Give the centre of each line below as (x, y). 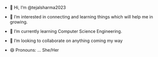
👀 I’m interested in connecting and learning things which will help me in (81, 17)
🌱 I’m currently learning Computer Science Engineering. (66, 31)
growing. (19, 22)
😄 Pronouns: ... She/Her (34, 50)
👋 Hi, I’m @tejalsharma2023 (38, 7)
